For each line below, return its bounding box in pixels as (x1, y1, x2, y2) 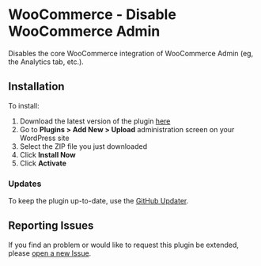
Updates (8, 178, 42, 189)
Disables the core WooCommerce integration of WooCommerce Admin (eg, (8, 48, 254, 58)
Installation (8, 80, 65, 93)
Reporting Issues (8, 219, 94, 233)
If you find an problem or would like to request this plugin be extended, (8, 240, 240, 249)
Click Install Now (19, 150, 77, 159)
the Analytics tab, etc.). (8, 57, 85, 66)
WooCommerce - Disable (8, 6, 176, 24)
